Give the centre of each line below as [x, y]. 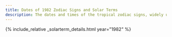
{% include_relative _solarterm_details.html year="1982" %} [68, 29]
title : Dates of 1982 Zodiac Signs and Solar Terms [61, 10]
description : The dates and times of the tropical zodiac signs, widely [84, 15]
